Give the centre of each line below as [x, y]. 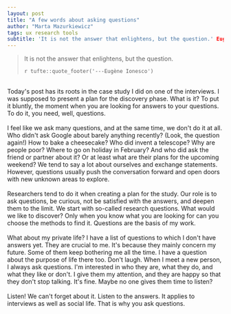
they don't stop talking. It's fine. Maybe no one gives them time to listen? [110, 282]
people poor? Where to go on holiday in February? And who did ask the [108, 150]
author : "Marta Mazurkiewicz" [51, 26]
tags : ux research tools [43, 33]
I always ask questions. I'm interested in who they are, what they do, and [110, 267]
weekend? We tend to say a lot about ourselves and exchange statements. [112, 165]
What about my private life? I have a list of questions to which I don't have [112, 238]
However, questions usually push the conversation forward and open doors [113, 172]
